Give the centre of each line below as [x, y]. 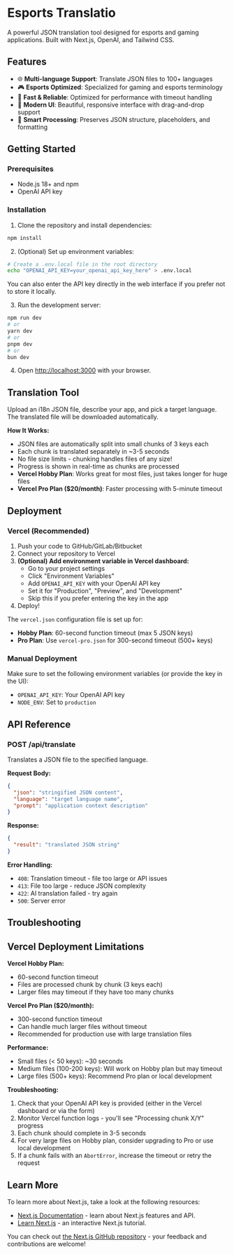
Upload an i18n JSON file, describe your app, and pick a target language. [112, 410]
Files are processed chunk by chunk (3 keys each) [90, 985]
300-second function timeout [60, 1019]
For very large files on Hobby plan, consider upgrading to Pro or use [115, 1140]
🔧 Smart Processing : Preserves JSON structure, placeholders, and [114, 119]
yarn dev [20, 331]
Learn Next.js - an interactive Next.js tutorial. [82, 1222]
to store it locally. [32, 292]
